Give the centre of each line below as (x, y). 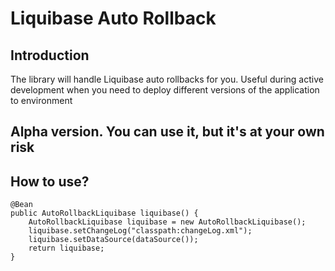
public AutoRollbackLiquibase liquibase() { (104, 213)
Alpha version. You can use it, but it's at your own (167, 132)
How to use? (50, 181)
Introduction (50, 55)
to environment (41, 100)
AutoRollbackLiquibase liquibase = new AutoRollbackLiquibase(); (167, 222)
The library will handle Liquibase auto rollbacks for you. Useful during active (167, 79)
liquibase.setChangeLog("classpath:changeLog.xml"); (140, 231)
